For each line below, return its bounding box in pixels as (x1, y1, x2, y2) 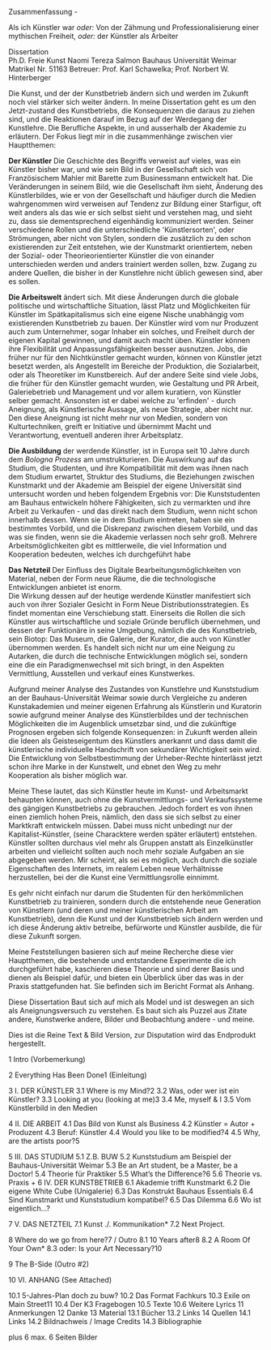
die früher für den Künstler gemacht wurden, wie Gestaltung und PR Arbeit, (8, 379, 260, 388)
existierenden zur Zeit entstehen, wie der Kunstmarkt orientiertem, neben (8, 243, 253, 252)
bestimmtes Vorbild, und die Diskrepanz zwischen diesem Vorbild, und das (8, 523, 258, 533)
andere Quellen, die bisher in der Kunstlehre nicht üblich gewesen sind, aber (8, 268, 263, 277)
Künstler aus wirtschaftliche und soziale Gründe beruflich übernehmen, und (8, 617, 260, 626)
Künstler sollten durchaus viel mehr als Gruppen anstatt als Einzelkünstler (8, 838, 254, 847)
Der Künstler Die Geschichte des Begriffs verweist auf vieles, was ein (8, 156, 241, 166)
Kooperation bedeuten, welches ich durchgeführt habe (8, 549, 192, 559)
